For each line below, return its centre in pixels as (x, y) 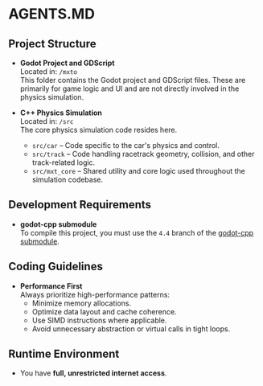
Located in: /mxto (49, 72)
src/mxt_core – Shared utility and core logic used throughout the (138, 171)
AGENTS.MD (51, 14)
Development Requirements (80, 205)
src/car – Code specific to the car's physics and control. (125, 145)
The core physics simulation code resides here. (99, 130)
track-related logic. (64, 162)
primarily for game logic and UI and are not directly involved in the (129, 88)
